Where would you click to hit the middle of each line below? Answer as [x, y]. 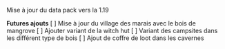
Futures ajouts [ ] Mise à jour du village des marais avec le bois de [101, 23]
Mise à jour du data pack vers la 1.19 [58, 10]
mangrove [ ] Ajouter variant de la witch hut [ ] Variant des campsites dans [112, 31]
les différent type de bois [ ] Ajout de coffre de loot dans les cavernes [105, 38]
